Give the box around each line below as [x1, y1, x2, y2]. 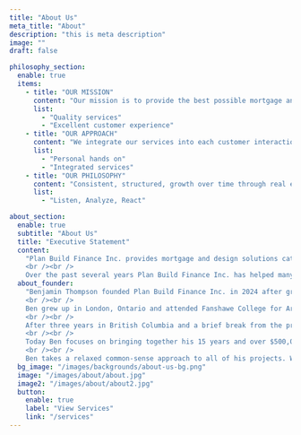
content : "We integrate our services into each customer [32, 138, 251, 147]
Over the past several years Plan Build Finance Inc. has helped [25, 271, 275, 280]
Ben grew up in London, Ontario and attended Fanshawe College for [25, 304, 282, 313]
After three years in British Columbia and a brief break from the [25, 320, 282, 330]
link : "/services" [25, 413, 94, 422]
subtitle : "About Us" [17, 229, 99, 238]
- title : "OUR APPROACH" [25, 129, 118, 139]
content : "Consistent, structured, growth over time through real [32, 179, 287, 188]
